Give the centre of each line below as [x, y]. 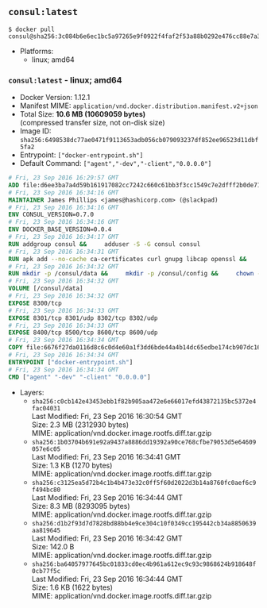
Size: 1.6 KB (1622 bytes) [72, 587]
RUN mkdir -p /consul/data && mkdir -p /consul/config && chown [131, 274]
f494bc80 [46, 490]
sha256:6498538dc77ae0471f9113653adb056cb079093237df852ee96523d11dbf [139, 140]
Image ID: [35, 131]
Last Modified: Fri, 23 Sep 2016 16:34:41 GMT [106, 456]
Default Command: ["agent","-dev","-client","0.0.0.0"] [116, 164]
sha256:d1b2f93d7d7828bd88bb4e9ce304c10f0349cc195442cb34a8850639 [144, 523]
